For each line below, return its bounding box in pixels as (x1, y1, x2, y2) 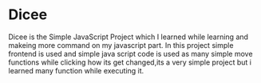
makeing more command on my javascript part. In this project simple (8, 40, 234, 49)
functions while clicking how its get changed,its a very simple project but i (8, 57, 251, 67)
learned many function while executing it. (8, 65, 144, 75)
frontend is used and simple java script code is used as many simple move (8, 49, 253, 58)
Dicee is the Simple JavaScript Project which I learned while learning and (8, 32, 249, 41)
